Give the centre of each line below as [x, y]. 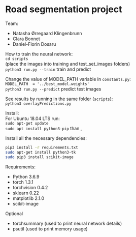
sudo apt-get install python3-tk [41, 152]
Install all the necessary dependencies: [46, 138]
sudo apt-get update [27, 123]
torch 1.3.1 [23, 182]
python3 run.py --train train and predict [48, 69]
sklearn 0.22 [26, 193]
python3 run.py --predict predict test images [53, 89]
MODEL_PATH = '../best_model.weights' [47, 84]
